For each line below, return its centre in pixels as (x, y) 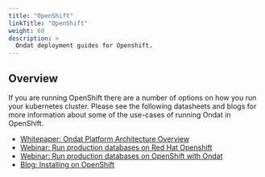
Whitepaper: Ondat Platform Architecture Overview (105, 138)
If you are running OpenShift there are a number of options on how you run (132, 97)
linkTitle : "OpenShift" (48, 23)
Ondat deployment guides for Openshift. (84, 46)
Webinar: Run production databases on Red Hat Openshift (116, 147)
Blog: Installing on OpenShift (67, 164)
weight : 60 (27, 31)
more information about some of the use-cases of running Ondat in (120, 114)
